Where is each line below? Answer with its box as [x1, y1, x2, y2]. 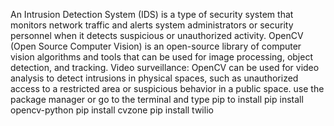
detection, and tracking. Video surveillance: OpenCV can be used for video [10, 62, 320, 73]
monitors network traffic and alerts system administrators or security [10, 19, 294, 31]
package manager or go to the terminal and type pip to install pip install [10, 94, 304, 105]
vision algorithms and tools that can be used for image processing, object [10, 51, 314, 63]
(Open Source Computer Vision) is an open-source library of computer [10, 40, 302, 52]
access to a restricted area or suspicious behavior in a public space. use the [10, 83, 325, 94]
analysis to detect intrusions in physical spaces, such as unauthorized [10, 72, 299, 84]
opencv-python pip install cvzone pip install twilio [10, 104, 214, 116]
